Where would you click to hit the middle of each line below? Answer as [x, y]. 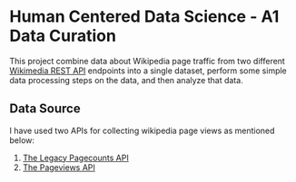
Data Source [45, 109]
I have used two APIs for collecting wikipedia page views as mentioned [142, 130]
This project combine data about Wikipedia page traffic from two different [148, 61]
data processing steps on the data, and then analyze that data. [126, 80]
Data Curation [63, 36]
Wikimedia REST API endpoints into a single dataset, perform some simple [148, 71]
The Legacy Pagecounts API [75, 158]
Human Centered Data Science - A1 [144, 17]
